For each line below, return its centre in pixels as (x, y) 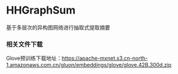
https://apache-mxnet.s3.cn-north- (105, 58)
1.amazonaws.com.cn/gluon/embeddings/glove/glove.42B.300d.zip (89, 65)
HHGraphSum (41, 10)
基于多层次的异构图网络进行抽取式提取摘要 (58, 27)
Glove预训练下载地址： (34, 58)
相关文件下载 (25, 44)
